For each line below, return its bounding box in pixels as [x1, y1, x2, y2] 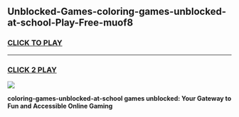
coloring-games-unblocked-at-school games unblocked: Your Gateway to [7, 94, 232, 102]
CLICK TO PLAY [7, 38, 63, 48]
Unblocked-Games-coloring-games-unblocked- [7, 6, 226, 18]
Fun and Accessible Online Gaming [7, 101, 113, 110]
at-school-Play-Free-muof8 [7, 17, 134, 29]
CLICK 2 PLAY [7, 65, 57, 74]
